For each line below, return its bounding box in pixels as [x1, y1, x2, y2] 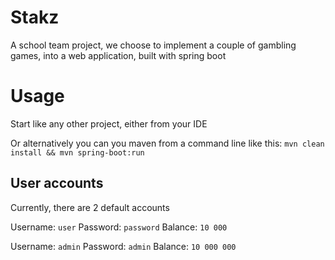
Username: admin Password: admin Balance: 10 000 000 [10, 240, 237, 252]
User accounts [10, 175, 104, 192]
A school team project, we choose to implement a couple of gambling [10, 39, 297, 51]
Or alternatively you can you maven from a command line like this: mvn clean [10, 137, 325, 149]
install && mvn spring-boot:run [10, 147, 145, 158]
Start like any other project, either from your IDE [10, 117, 208, 130]
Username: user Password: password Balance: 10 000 [10, 221, 228, 233]
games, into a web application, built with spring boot [10, 49, 227, 61]
